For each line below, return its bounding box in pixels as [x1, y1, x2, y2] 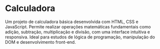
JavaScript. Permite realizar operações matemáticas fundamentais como [5, 24, 151, 29]
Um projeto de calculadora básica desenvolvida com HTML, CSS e [5, 19, 139, 24]
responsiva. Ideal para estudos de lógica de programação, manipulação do [5, 34, 155, 40]
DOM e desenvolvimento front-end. [5, 39, 76, 45]
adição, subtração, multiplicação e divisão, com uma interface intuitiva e [5, 29, 150, 35]
